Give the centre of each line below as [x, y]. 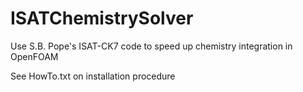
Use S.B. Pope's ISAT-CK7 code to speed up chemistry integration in [151, 46]
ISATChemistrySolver [102, 18]
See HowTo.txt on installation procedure [93, 76]
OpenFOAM [34, 56]
